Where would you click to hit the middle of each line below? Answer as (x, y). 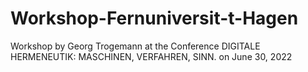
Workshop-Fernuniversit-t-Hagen (154, 18)
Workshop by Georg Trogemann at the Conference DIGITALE (135, 46)
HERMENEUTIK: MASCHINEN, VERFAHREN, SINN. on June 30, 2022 (151, 56)
